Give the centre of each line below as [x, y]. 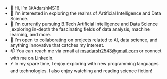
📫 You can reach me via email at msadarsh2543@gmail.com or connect [86, 51]
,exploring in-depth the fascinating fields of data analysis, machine [80, 29]
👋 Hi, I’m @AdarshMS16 [35, 8]
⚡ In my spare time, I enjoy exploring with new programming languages [84, 64]
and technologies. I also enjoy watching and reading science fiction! [81, 71]
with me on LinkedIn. [32, 58]
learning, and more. [30, 34]
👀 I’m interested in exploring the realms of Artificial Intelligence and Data [86, 13]
